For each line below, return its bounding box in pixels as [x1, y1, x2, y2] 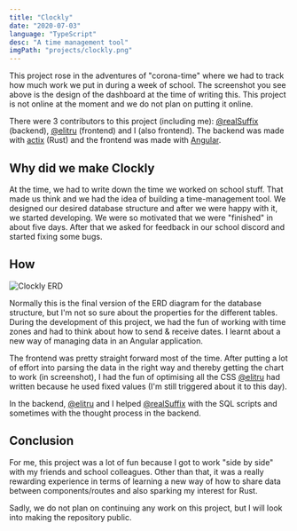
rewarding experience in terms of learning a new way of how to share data [9, 476, 281, 487]
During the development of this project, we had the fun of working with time [9, 316, 286, 327]
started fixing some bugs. [9, 231, 103, 242]
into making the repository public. [9, 511, 132, 522]
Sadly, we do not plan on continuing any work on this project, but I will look [9, 503, 283, 513]
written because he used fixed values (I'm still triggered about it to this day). [9, 381, 288, 392]
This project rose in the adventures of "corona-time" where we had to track [9, 70, 285, 81]
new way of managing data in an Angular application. [9, 335, 204, 346]
